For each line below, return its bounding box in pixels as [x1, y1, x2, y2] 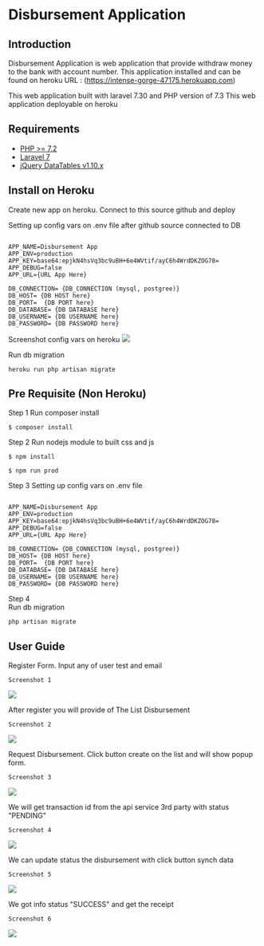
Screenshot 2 [8, 720, 52, 729]
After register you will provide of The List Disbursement [8, 705, 190, 715]
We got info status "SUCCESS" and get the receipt [8, 900, 174, 909]
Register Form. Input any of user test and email [8, 660, 162, 671]
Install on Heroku [8, 183, 95, 197]
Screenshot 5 [8, 871, 52, 879]
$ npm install [8, 453, 56, 461]
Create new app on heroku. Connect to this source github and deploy [8, 205, 236, 215]
